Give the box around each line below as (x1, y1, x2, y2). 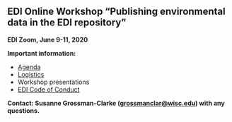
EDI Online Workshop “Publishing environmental (7, 6, 226, 18)
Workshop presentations (17, 78, 90, 86)
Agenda (17, 63, 41, 71)
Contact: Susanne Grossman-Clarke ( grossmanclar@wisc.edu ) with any (7, 99, 225, 107)
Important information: (7, 49, 76, 57)
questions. (7, 106, 40, 115)
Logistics (17, 70, 45, 78)
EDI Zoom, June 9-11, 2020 (7, 35, 88, 44)
